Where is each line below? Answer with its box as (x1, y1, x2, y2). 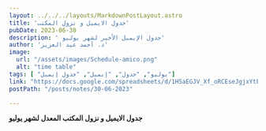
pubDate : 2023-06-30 (9, 26, 77, 34)
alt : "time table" (16, 63, 77, 71)
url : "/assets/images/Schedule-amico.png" (16, 56, 158, 64)
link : (9, 77, 27, 85)
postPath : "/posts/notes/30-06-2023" (9, 84, 133, 93)
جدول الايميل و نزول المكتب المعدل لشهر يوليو (9, 114, 143, 123)
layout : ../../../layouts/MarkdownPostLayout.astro (9, 11, 182, 20)
